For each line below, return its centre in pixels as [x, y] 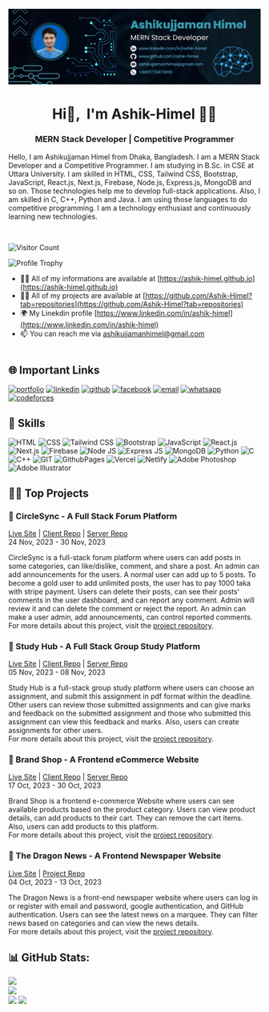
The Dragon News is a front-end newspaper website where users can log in [133, 897]
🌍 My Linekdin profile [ [58, 312]
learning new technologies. [53, 216]
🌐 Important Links [54, 370]
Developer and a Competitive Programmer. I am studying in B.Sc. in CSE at [131, 165]
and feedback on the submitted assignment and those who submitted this [130, 713]
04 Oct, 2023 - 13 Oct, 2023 [55, 881]
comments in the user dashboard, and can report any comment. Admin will [131, 600]
